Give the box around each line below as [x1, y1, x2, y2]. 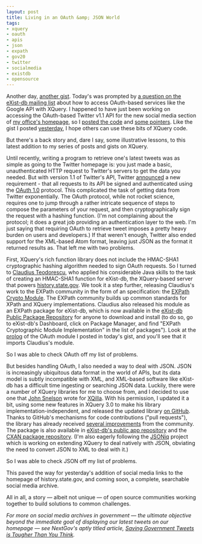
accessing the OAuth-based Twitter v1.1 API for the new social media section [6, 112, 197, 119]
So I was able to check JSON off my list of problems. [6, 458, 137, 465]
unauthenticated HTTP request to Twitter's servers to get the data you [6, 167, 181, 175]
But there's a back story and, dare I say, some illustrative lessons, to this [6, 136, 186, 144]
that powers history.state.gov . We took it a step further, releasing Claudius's [6, 282, 195, 289]
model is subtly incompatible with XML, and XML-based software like [6, 375, 178, 383]
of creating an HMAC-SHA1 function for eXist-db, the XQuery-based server [6, 275, 193, 282]
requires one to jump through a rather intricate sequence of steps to [6, 200, 175, 207]
